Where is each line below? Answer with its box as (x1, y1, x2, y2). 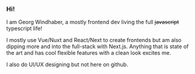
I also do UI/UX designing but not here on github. (6, 61, 128, 68)
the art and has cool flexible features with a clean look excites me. (6, 49, 171, 57)
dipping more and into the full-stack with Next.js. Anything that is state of (6, 43, 189, 50)
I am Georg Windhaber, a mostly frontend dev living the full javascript (6, 19, 179, 26)
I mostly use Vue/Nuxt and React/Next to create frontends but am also (6, 37, 182, 44)
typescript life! (6, 25, 42, 32)
